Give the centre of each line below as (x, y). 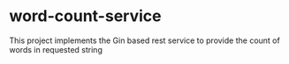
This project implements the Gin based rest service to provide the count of (144, 40)
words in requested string (56, 49)
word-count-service (85, 16)
